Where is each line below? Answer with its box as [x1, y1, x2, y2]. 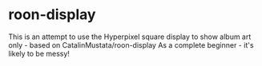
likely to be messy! [8, 49, 71, 58]
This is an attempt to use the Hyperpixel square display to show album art [8, 32, 252, 41]
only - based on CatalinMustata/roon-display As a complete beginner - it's [8, 40, 254, 49]
